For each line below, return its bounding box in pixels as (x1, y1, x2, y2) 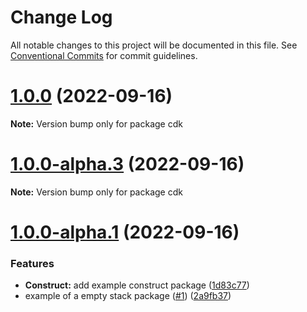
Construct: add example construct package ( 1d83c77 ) (24, 279, 250, 291)
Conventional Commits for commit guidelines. (10, 49, 198, 61)
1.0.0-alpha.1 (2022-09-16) (10, 221, 240, 243)
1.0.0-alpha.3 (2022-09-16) (10, 153, 245, 176)
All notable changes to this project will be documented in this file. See (10, 39, 298, 51)
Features (10, 256, 55, 270)
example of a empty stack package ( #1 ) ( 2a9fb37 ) (24, 290, 232, 302)
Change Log (10, 6, 113, 29)
